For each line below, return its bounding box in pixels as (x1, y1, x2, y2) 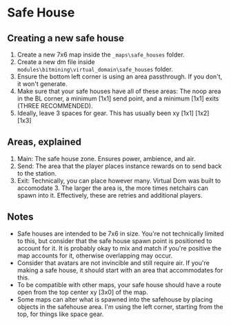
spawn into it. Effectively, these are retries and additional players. (17, 191, 203, 199)
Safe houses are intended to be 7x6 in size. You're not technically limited (17, 229, 224, 238)
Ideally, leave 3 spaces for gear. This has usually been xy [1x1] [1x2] (17, 109, 210, 117)
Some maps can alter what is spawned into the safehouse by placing (17, 295, 213, 304)
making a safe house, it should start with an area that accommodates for (17, 266, 223, 274)
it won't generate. (17, 80, 68, 87)
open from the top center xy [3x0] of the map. (17, 288, 148, 296)
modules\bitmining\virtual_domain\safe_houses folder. (17, 65, 174, 73)
